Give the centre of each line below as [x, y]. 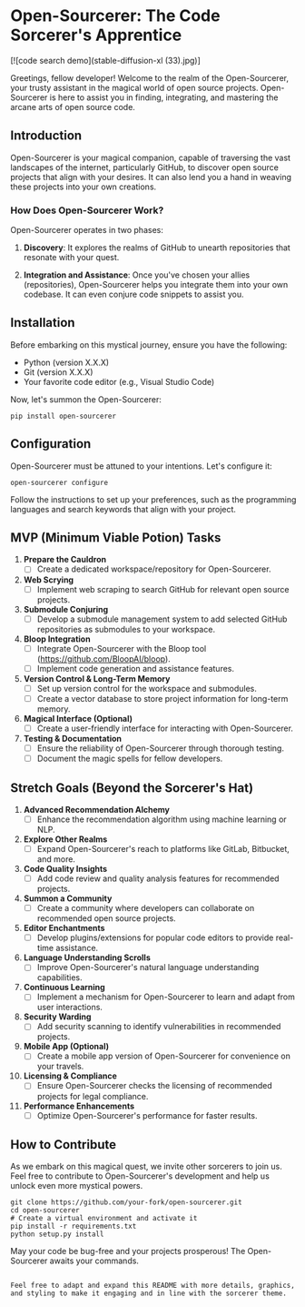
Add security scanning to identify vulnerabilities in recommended [159, 1027]
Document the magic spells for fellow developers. [130, 759]
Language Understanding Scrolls [87, 957]
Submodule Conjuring [66, 609]
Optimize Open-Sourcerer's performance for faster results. [147, 1115]
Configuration [51, 444]
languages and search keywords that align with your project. [123, 509]
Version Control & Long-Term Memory [97, 678]
